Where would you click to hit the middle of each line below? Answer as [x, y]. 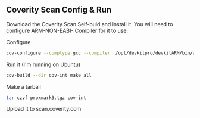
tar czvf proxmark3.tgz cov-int [46, 98]
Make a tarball [24, 86]
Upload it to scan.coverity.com [44, 109]
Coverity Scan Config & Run [59, 10]
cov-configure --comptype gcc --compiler [58, 53]
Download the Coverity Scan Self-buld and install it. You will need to [90, 24]
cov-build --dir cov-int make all [49, 75]
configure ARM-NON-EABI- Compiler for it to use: [67, 30]
